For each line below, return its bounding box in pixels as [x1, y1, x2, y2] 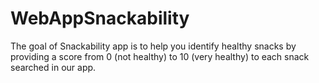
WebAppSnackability [10, 7, 190, 30]
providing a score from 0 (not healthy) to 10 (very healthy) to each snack [10, 50, 310, 62]
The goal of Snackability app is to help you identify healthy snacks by [10, 40, 297, 52]
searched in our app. [10, 61, 97, 73]
